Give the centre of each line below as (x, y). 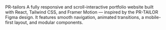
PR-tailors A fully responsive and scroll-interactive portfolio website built (80, 7)
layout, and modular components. (49, 22)
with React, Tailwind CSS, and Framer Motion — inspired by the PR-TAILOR (82, 12)
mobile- (153, 17)
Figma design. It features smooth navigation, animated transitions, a (75, 17)
